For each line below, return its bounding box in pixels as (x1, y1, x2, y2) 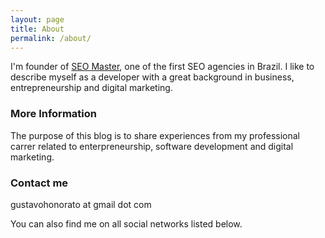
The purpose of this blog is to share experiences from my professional (10, 129, 300, 141)
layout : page (10, 14, 65, 25)
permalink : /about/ (10, 33, 92, 43)
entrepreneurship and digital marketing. (10, 82, 173, 94)
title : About (10, 24, 65, 34)
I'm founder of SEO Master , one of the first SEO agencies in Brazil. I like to (10, 61, 315, 73)
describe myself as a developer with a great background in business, (10, 71, 295, 83)
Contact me (10, 176, 69, 190)
